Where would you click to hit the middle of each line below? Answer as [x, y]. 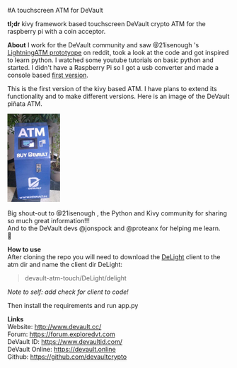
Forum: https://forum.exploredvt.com [61, 334]
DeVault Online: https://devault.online [62, 349]
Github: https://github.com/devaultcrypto [67, 357]
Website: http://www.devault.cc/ [54, 327]
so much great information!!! [48, 221]
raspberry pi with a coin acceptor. [57, 31]
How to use [24, 249]
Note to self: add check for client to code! [68, 292]
